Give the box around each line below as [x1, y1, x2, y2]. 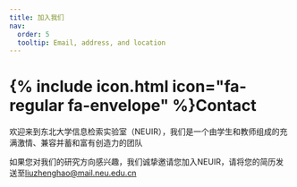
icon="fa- [172, 77, 248, 97]
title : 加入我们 [9, 13, 64, 22]
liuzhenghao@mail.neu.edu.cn [25, 167, 137, 179]
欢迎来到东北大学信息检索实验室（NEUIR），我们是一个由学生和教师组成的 [9, 126, 280, 137]
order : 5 [17, 30, 50, 38]
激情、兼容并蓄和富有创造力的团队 [16, 138, 143, 149]
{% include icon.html [9, 77, 169, 97]
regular [9, 96, 64, 116]
